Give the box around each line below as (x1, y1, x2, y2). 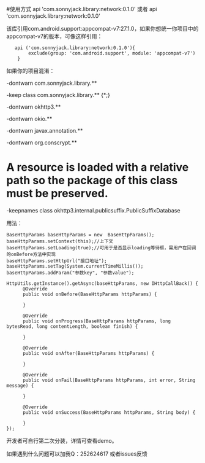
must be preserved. (6, 187, 108, 201)
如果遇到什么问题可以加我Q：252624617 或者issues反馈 (6, 450, 148, 457)
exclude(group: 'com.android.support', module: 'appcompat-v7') (28, 50, 196, 56)
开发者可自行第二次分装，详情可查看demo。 (6, 437, 117, 444)
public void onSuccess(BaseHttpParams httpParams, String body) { (22, 409, 196, 416)
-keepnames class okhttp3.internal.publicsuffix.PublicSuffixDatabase (6, 206, 181, 214)
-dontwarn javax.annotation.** (6, 127, 83, 134)
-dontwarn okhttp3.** (6, 103, 61, 111)
